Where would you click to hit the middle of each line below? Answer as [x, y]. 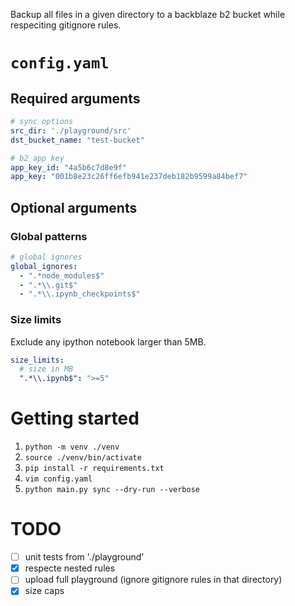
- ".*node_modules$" [62, 275]
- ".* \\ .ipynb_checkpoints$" [80, 294]
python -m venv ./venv [72, 447]
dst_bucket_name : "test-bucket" [77, 140]
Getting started [75, 418]
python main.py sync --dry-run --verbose [112, 490]
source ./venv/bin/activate [83, 458]
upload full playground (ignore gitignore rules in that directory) [153, 580]
